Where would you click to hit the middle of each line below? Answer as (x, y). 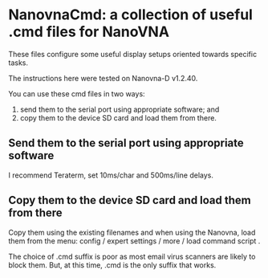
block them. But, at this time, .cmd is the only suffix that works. (112, 265)
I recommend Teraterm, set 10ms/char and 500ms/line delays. (111, 175)
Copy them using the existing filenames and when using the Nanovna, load (132, 232)
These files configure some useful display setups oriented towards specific (133, 54)
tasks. (18, 63)
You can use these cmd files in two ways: (77, 93)
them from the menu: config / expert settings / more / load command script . (134, 241)
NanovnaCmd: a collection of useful (130, 15)
